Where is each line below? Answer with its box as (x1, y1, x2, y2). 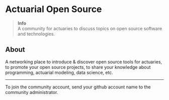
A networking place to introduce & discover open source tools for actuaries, (5, 59, 162, 65)
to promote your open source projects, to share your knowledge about (5, 64, 151, 70)
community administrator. (5, 89, 58, 95)
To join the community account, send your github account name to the (5, 84, 151, 90)
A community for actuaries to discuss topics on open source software (17, 25, 162, 31)
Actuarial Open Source (5, 4, 102, 15)
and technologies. (17, 31, 55, 37)
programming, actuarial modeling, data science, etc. (5, 69, 113, 75)
